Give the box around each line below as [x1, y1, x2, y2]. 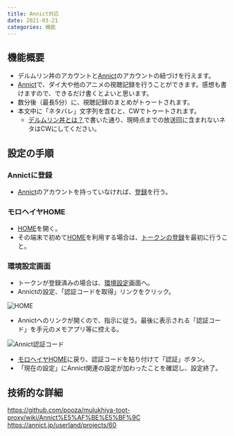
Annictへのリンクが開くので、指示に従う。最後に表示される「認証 [17, 316, 209, 325]
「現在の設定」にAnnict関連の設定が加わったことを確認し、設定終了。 [17, 364, 222, 372]
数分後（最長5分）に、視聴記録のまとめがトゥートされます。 [17, 98, 194, 107]
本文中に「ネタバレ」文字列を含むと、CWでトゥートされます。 [17, 107, 201, 115]
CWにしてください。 [40, 124, 101, 133]
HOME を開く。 [17, 224, 61, 233]
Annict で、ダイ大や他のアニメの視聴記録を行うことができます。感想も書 [17, 81, 227, 89]
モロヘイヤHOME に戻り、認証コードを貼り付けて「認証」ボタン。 [17, 355, 209, 364]
